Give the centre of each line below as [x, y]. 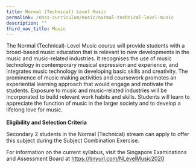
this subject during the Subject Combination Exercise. [73, 141]
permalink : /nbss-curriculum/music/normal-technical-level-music [90, 17]
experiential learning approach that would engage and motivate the [90, 84]
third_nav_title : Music [36, 29]
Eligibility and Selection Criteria [47, 123]
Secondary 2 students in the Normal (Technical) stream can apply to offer [98, 134]
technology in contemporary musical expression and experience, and [92, 65]
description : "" [27, 23]
